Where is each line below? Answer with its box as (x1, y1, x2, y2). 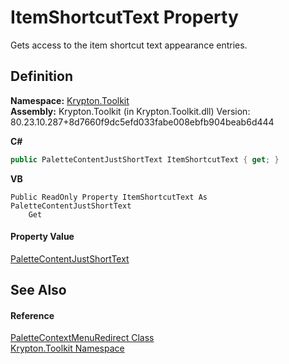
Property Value (10, 231, 75, 243)
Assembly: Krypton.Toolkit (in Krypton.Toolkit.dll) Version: (10, 105, 251, 117)
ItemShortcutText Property (10, 6, 239, 29)
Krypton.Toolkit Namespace (10, 342, 125, 355)
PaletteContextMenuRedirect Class (10, 332, 155, 344)
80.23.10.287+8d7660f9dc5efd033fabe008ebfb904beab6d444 (10, 116, 275, 128)
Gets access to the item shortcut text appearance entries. (10, 39, 248, 51)
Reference (10, 309, 55, 321)
